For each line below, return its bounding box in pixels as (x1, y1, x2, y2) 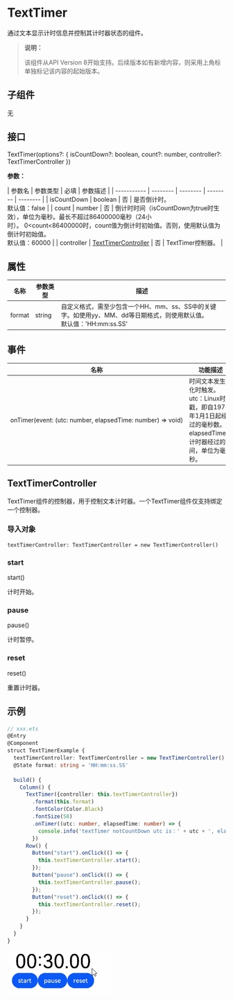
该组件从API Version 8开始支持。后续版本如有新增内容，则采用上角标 (24, 58, 221, 67)
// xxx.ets (7, 725, 39, 733)
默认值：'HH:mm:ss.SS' (60, 320, 128, 328)
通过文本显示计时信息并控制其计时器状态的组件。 (7, 28, 147, 37)
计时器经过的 (189, 438, 226, 446)
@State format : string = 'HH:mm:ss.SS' (13, 762, 129, 769)
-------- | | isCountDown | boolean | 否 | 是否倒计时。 (18, 195, 171, 203)
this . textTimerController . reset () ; (37, 900, 141, 908)
